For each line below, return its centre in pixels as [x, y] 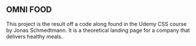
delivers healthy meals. [34, 36]
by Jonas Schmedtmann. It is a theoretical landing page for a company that [98, 30]
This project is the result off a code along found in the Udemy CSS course [97, 24]
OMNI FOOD [29, 10]
